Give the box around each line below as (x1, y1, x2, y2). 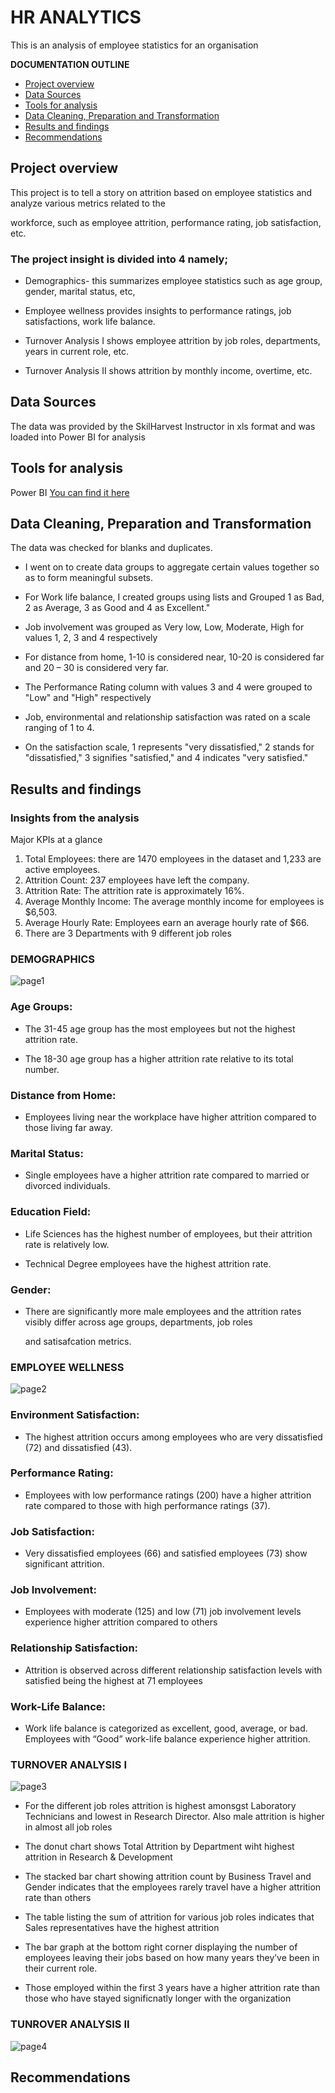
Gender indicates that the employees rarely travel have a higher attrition (24, 1881, 322, 1893)
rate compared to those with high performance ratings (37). (24, 1499, 271, 1511)
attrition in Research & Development (24, 1851, 173, 1863)
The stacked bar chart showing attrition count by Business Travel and (24, 1871, 312, 1883)
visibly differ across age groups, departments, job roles (24, 1316, 253, 1328)
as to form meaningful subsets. (24, 572, 154, 584)
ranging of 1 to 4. (24, 722, 95, 734)
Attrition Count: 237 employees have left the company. (24, 874, 250, 886)
